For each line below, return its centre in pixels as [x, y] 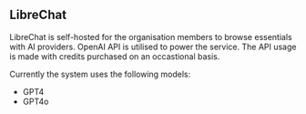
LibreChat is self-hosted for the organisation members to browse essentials [151, 36]
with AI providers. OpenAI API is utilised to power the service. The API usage [153, 47]
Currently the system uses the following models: [100, 74]
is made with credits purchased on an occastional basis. [115, 56]
